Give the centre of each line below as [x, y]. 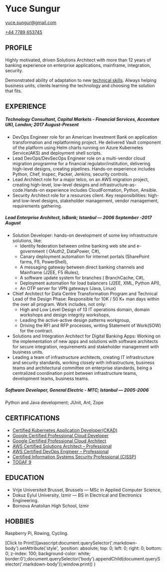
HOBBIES [20, 521]
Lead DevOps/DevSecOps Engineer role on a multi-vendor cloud [79, 158]
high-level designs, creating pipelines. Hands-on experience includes [84, 169]
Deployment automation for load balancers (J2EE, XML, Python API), [90, 283]
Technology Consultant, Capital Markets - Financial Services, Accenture [82, 119]
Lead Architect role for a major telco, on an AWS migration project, [81, 180]
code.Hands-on [28, 190]
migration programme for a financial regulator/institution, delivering [81, 164]
